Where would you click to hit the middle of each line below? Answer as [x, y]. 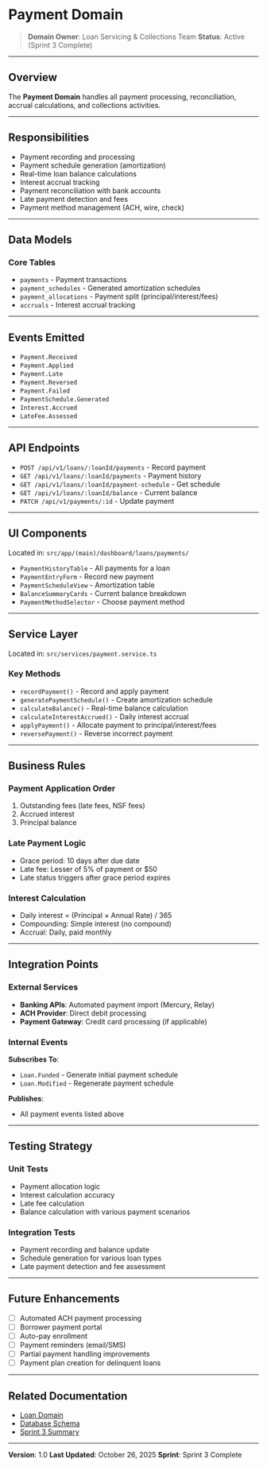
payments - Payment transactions [73, 280]
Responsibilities [49, 138]
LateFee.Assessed [48, 416]
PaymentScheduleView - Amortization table [87, 585]
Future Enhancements [64, 1299]
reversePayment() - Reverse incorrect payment [96, 733]
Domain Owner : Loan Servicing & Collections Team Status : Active [136, 37]
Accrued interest [47, 814]
